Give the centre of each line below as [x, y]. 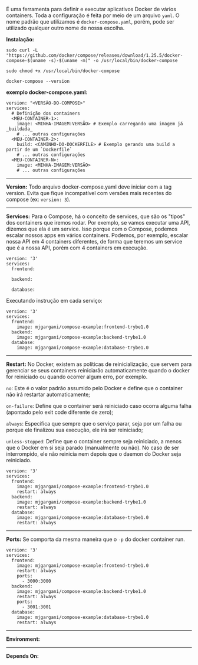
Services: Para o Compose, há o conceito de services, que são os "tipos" [96, 216]
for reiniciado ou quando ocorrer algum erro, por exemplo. [77, 377]
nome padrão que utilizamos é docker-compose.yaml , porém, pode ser [90, 22]
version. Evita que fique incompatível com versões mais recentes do [89, 193]
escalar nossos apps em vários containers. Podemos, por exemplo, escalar [97, 235]
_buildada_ [19, 129]
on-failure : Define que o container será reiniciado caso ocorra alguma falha [99, 406]
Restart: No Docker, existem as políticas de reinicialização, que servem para [99, 364]
